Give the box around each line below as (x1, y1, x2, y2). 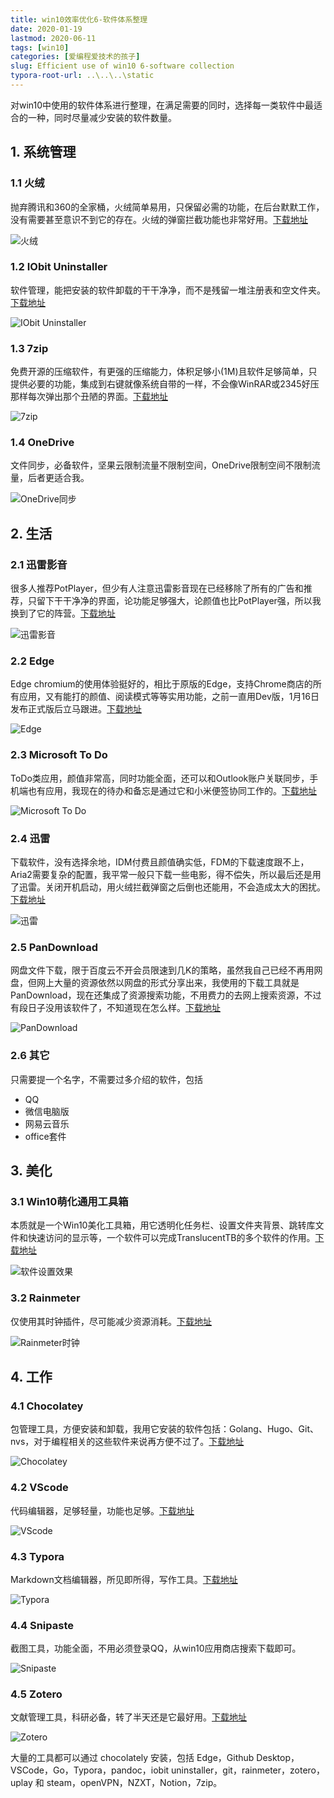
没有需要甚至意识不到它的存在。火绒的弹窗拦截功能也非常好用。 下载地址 (10, 213, 308, 225)
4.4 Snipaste (10, 1618, 74, 1632)
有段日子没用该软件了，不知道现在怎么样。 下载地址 (10, 1002, 221, 1014)
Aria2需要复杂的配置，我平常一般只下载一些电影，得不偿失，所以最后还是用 (10, 869, 322, 881)
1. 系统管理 (10, 144, 77, 161)
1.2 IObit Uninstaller (10, 260, 108, 274)
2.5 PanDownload (10, 940, 98, 954)
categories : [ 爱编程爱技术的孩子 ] (10, 52, 141, 62)
